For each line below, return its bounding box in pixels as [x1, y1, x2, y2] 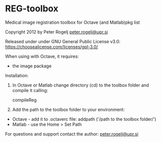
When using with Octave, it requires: [5, 53, 79, 59]
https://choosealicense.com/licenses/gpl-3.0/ [5, 44, 98, 49]
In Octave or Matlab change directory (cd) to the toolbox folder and [12, 82, 149, 88]
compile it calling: [12, 87, 48, 93]
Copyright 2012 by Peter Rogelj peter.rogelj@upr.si [5, 29, 108, 35]
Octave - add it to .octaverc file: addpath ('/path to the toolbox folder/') [12, 116, 157, 122]
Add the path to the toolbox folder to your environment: [12, 106, 125, 112]
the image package [12, 63, 52, 69]
